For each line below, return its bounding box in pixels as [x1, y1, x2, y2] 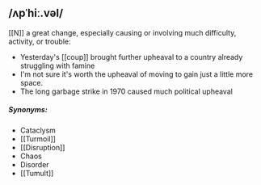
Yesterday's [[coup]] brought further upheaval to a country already [19, 52, 243, 61]
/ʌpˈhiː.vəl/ [8, 6, 64, 20]
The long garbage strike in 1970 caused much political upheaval [19, 86, 233, 96]
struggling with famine [19, 61, 95, 70]
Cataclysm [19, 125, 57, 135]
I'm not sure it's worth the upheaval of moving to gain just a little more [19, 69, 253, 79]
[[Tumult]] [19, 168, 54, 178]
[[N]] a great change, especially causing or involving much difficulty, [8, 27, 237, 37]
